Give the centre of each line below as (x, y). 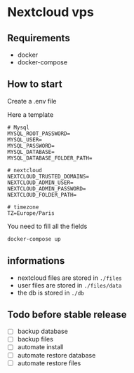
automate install (40, 347)
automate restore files (49, 363)
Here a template (31, 114)
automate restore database (56, 355)
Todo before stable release (67, 315)
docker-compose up (34, 239)
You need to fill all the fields (47, 226)
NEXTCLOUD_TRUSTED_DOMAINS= (48, 176)
